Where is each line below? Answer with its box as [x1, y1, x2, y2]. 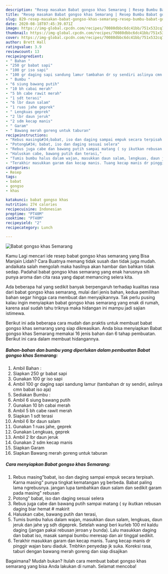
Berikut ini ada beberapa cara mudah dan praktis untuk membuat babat [5, 320, 153, 326]
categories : [5, 165, 30, 170]
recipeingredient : [5, 53, 44, 59]
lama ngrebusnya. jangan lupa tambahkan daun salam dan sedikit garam [12, 485, 162, 491]
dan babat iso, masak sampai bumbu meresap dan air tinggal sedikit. [12, 532, 154, 538]
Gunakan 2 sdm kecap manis [12, 439, 73, 445]
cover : [5, 35, 19, 40]
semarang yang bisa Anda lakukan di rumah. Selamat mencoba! [5, 563, 137, 569]
